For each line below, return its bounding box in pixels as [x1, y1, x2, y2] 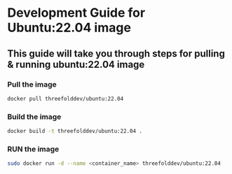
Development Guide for [7, 5, 146, 21]
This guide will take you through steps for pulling [7, 48, 226, 59]
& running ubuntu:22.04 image [7, 58, 145, 71]
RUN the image [7, 144, 60, 154]
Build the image [7, 112, 62, 122]
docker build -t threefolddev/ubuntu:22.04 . [7, 128, 142, 135]
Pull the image [7, 79, 57, 89]
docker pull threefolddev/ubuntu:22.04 [7, 95, 124, 102]
